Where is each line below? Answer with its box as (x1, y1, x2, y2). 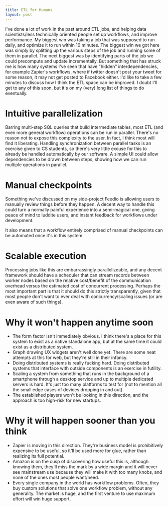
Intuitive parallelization (5, 108, 103, 119)
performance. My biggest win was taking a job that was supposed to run (5, 36, 155, 43)
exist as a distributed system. (12, 344, 73, 350)
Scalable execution (5, 250, 87, 262)
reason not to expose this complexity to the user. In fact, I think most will (5, 135, 155, 141)
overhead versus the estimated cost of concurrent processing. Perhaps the (5, 283, 161, 289)
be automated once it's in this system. (5, 233, 84, 239)
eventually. (5, 90, 28, 96)
